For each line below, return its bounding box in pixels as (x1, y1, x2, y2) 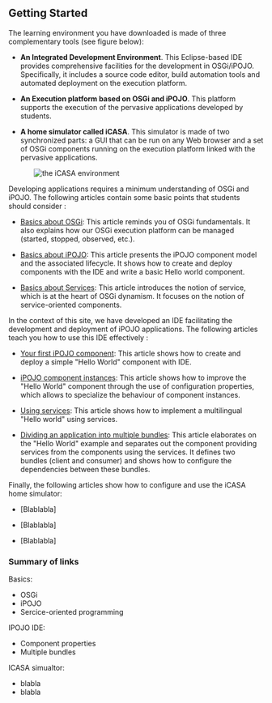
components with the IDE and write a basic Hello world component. (19, 266, 245, 276)
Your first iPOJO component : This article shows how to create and (19, 348, 241, 358)
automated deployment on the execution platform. (19, 78, 188, 87)
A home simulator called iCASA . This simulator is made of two (19, 126, 230, 136)
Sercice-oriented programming (19, 607, 124, 617)
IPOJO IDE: (8, 623, 46, 633)
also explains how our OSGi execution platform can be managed (19, 225, 235, 235)
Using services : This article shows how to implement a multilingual (19, 405, 243, 415)
